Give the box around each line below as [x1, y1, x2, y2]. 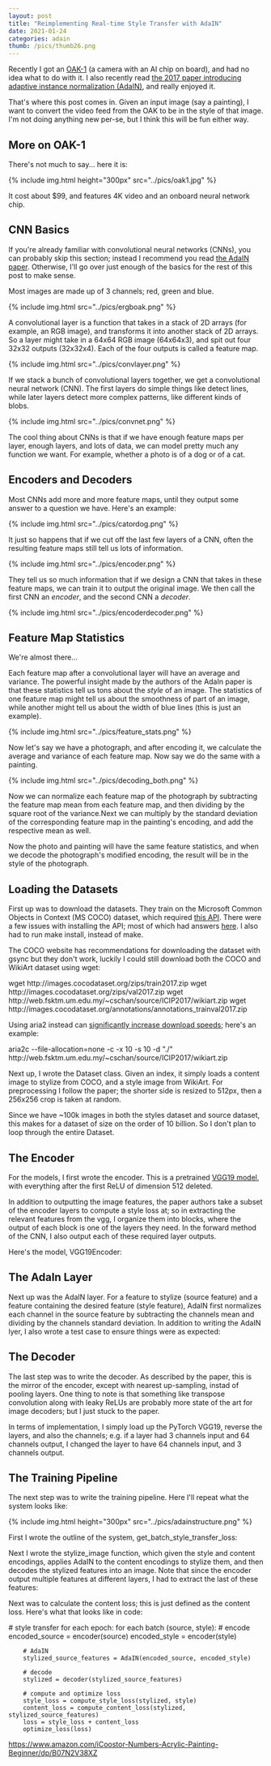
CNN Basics [8, 223, 70, 237]
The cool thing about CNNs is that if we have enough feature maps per [8, 432, 244, 442]
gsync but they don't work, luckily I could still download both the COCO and [8, 954, 261, 964]
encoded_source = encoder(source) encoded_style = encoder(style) [8, 1631, 237, 1641]
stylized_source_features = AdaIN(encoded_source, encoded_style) [23, 1654, 252, 1663]
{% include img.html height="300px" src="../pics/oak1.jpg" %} [8, 175, 217, 185]
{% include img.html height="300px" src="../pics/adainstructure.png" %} [8, 1517, 252, 1527]
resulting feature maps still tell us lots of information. [8, 543, 184, 552]
